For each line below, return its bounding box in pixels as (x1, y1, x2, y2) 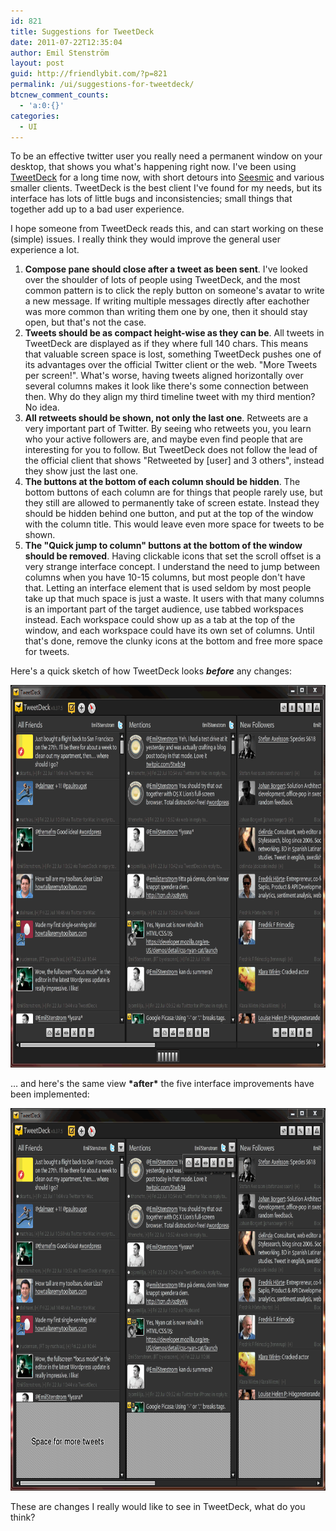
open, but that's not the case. (24, 316, 147, 329)
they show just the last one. (24, 465, 139, 477)
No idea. (24, 401, 60, 414)
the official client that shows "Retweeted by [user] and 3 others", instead (24, 455, 325, 467)
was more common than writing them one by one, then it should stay (24, 306, 308, 318)
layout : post (10, 58, 65, 69)
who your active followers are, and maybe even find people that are (24, 433, 303, 445)
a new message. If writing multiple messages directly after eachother (24, 295, 310, 307)
